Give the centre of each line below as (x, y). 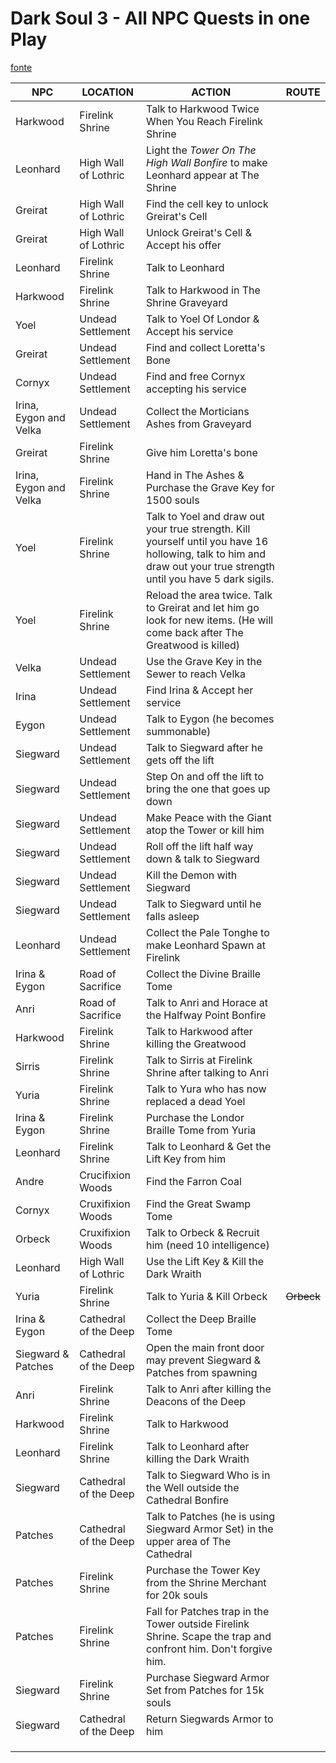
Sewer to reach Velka (196, 674)
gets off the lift (180, 760)
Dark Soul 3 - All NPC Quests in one (160, 18)
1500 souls (173, 500)
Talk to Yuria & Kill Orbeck (207, 1296)
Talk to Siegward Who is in (208, 1475)
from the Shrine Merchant (206, 1582)
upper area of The (189, 1541)
